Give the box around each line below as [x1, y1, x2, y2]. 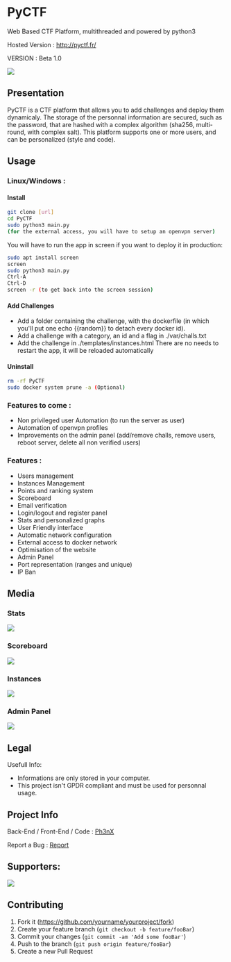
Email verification [17, 501, 67, 509]
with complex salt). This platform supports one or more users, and [27, 128, 216, 136]
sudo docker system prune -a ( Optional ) [7, 384, 126, 391]
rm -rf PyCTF [7, 378, 45, 385]
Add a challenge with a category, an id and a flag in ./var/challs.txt [17, 331, 207, 340]
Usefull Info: [7, 761, 42, 769]
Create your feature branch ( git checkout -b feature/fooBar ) [17, 924, 195, 933]
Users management [17, 472, 74, 480]
